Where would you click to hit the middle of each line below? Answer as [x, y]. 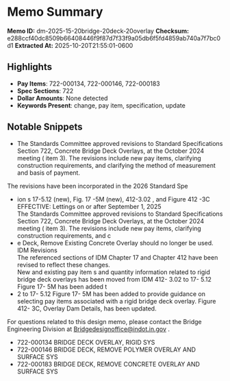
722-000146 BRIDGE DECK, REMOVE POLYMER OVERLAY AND [106, 349]
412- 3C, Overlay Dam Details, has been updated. [87, 308]
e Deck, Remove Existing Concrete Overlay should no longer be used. [115, 243]
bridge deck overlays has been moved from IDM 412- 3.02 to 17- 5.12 [114, 279]
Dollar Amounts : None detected [62, 98]
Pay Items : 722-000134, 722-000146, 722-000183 [88, 84]
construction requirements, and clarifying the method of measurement [116, 165]
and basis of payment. [49, 173]
